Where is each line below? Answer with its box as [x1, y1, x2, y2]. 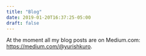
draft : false [6, 20, 40, 26]
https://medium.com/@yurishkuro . [6, 43, 92, 50]
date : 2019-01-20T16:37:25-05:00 [6, 14, 91, 20]
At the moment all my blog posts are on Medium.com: [6, 37, 141, 44]
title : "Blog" [6, 8, 43, 15]
